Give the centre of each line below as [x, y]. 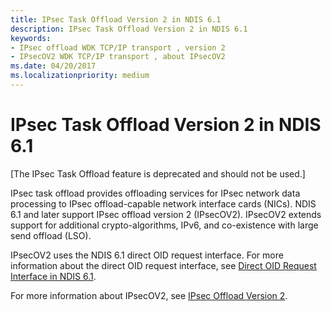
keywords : [31, 38]
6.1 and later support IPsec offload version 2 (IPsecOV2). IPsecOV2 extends [166, 214]
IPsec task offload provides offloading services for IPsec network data [155, 193]
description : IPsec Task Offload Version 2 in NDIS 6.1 [129, 29]
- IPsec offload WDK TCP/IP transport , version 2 [118, 47]
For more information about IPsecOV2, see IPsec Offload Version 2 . [149, 295]
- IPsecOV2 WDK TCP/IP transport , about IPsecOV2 [118, 57]
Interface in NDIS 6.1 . [53, 276]
